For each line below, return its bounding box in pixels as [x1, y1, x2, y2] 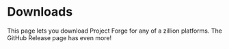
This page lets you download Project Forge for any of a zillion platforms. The [7, 27, 222, 35]
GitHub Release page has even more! [7, 33, 112, 42]
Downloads [7, 4, 73, 20]
